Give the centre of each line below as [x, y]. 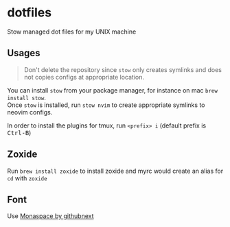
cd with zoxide [27, 178]
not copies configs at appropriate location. [84, 77]
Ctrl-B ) [19, 132]
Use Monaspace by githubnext [50, 216]
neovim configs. [30, 112]
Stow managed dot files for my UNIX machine [72, 32]
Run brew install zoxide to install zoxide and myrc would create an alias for [115, 171]
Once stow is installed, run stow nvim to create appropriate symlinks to [106, 105]
